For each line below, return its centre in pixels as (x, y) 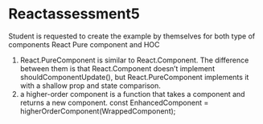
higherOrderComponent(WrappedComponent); (98, 111)
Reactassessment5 (74, 14)
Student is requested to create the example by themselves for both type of (132, 36)
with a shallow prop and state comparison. (90, 86)
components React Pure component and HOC (84, 44)
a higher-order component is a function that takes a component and (132, 94)
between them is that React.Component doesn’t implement (117, 68)
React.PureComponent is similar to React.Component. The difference (134, 60)
